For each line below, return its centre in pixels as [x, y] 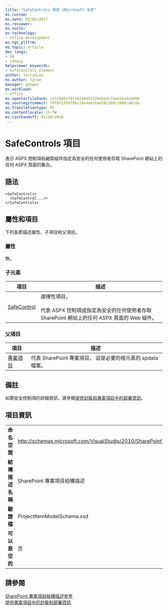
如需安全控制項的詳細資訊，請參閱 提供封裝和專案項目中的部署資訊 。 [75, 398]
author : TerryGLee [24, 75]
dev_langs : [16, 52]
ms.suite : [15, 29]
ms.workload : [19, 89]
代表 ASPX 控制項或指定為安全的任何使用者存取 [96, 310]
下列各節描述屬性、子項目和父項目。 [42, 232]
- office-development [28, 38]
